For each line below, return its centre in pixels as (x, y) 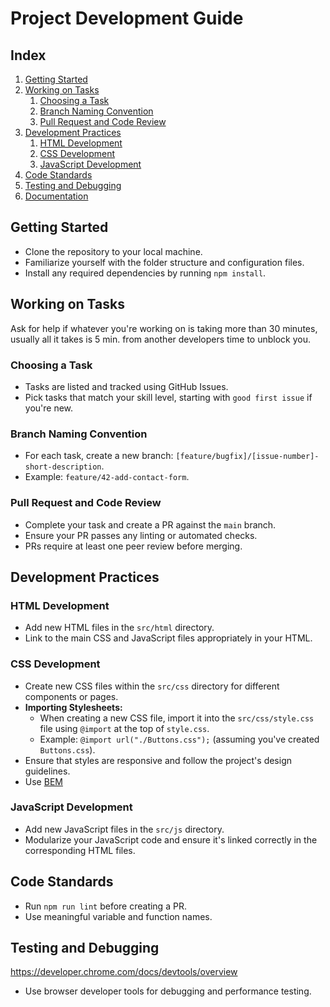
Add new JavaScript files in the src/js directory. (124, 829)
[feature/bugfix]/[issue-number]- (247, 457)
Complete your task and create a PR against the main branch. (150, 524)
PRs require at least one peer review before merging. (133, 546)
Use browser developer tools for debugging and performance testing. (168, 991)
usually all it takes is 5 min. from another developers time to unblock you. (161, 339)
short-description (63, 467)
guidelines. (47, 771)
